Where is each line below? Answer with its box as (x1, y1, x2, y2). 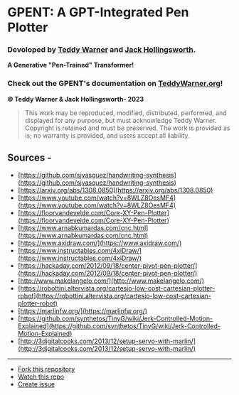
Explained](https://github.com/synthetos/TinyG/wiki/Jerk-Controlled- (17, 321, 221, 330)
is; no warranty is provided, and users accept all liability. (24, 131, 190, 139)
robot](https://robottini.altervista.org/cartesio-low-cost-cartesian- (17, 291, 212, 300)
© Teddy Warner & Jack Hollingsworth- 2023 (7, 94, 144, 103)
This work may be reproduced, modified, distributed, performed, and (24, 108, 227, 117)
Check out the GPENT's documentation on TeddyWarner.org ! (7, 79, 223, 89)
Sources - (7, 152, 52, 164)
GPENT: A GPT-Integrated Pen (7, 4, 189, 21)
